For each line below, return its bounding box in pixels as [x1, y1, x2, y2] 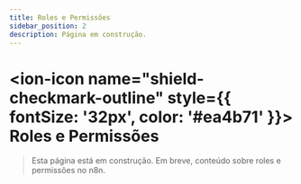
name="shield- [87, 68, 205, 89]
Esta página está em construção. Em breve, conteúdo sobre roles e [31, 155, 281, 166]
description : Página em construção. [9, 30, 147, 39]
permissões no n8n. [31, 165, 106, 176]
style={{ [167, 87, 232, 108]
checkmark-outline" [9, 87, 164, 108]
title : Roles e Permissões [9, 13, 111, 22]
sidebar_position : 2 [9, 22, 87, 31]
